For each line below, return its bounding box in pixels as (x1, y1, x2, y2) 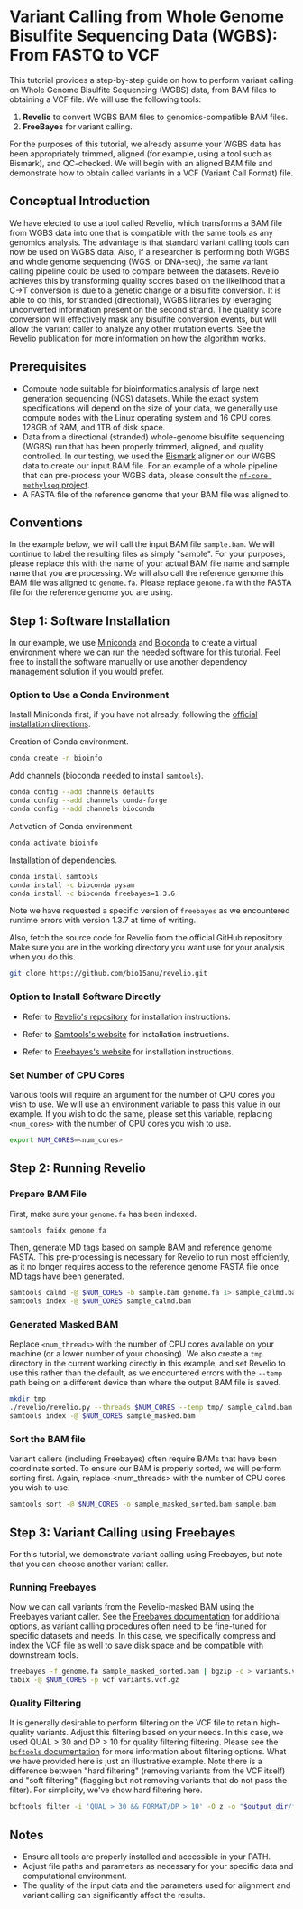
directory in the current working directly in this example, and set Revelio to (9, 1358, 286, 1369)
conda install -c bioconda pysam (9, 880, 135, 890)
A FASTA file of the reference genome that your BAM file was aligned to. (22, 488, 291, 499)
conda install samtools (9, 872, 99, 881)
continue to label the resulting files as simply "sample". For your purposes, (9, 549, 286, 560)
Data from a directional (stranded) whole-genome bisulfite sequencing (22, 431, 285, 442)
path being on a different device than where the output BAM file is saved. (9, 1377, 281, 1388)
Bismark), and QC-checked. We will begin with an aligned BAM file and (9, 157, 273, 168)
